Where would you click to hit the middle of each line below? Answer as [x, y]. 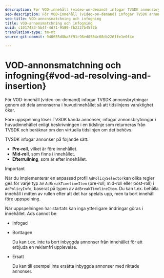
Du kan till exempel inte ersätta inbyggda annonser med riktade [76, 266]
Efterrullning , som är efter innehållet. [50, 159]
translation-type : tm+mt [30, 32]
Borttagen [22, 232]
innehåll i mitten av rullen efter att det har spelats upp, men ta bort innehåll [80, 193]
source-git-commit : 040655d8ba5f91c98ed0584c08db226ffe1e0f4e [70, 37]
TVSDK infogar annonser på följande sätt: [47, 139]
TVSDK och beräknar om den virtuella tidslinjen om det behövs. [69, 129]
